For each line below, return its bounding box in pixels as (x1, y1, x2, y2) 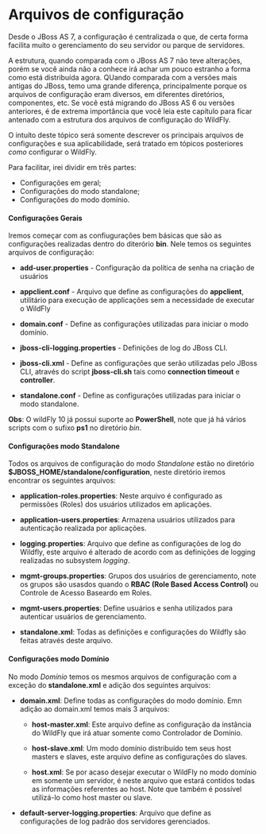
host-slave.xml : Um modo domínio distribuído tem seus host (31, 743, 232, 753)
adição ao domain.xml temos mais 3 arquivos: (19, 704, 170, 713)
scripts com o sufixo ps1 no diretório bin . (8, 423, 142, 433)
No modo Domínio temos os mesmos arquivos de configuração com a (8, 672, 237, 681)
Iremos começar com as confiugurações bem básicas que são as (8, 231, 222, 240)
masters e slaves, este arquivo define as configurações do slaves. (31, 751, 248, 761)
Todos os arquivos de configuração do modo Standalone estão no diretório (8, 459, 255, 468)
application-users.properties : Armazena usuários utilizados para (19, 515, 236, 525)
